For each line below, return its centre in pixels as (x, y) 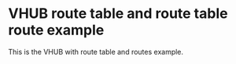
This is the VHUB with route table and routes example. (96, 52)
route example (56, 30)
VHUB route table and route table (118, 14)
